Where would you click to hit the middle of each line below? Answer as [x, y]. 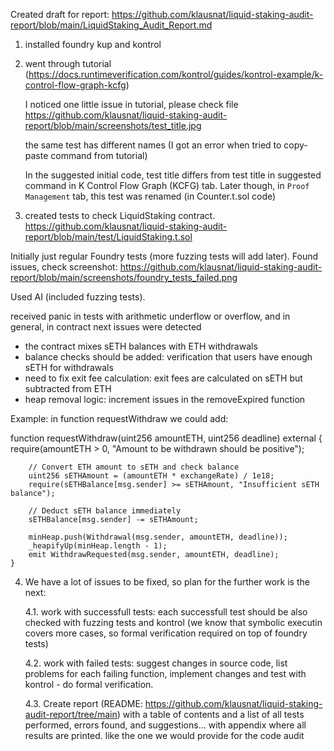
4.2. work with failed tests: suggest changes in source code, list [156, 663]
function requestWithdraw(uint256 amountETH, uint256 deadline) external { [166, 438]
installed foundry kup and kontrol [93, 44]
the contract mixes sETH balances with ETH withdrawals [141, 346]
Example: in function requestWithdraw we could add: [119, 418]
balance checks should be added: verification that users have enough [168, 357]
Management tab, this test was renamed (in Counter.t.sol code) [150, 196]
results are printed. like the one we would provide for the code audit [164, 735]
